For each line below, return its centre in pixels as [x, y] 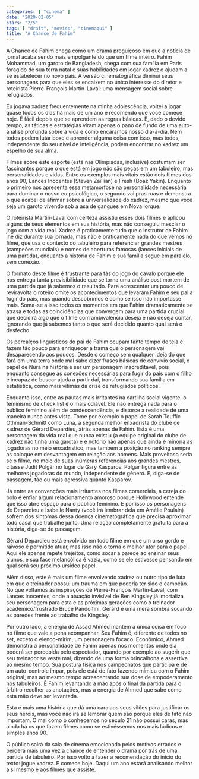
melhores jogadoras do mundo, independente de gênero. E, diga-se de [93, 474]
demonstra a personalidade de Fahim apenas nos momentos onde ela [91, 646]
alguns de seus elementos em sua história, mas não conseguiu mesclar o [96, 224]
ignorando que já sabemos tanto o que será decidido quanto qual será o [94, 324]
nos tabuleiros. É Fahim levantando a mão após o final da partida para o [94, 683]
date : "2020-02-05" [30, 17]
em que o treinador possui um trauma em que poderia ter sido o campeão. [97, 584]
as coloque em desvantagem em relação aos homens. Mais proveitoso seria [99, 455]
